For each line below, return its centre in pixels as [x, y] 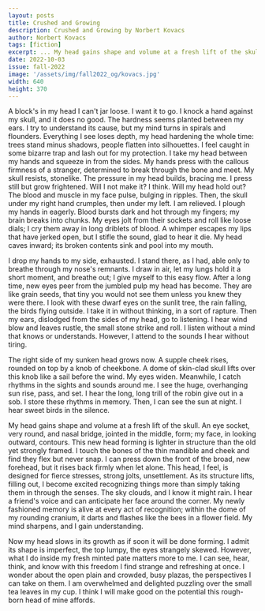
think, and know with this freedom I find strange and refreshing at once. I [127, 567]
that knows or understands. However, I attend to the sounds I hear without [129, 336]
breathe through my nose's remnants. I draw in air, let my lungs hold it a [125, 269]
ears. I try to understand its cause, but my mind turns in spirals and [117, 128]
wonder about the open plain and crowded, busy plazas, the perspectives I [130, 575]
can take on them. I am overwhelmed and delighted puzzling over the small [130, 583]
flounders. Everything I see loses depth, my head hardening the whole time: [131, 137]
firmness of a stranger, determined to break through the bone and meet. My [131, 170]
